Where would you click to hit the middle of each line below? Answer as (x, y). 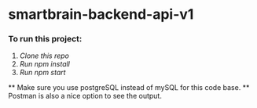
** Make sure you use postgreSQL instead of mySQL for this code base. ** (129, 88)
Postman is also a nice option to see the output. (85, 96)
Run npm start (42, 73)
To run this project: (45, 39)
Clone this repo (44, 56)
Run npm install (45, 64)
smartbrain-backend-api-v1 (101, 14)
